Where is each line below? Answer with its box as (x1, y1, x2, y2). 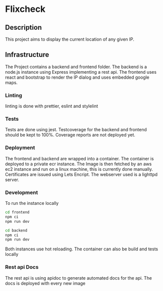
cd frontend (5, 210, 30, 215)
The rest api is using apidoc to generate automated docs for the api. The (5, 275, 152, 281)
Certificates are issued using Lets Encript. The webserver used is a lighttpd (5, 171, 158, 177)
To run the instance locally (5, 200, 59, 206)
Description (5, 23, 42, 32)
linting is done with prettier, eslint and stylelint (5, 103, 98, 109)
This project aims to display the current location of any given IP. (5, 36, 134, 42)
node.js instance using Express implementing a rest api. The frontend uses (5, 69, 157, 75)
